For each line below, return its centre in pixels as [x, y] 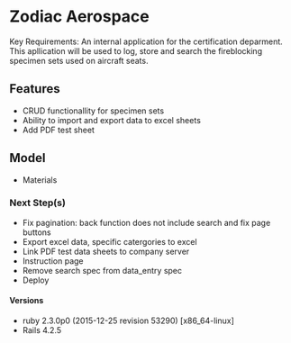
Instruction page [53, 261]
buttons [36, 232]
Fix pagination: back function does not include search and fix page [146, 222]
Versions [27, 301]
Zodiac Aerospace [80, 17]
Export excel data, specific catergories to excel [109, 241]
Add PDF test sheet [58, 130]
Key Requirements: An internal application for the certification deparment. [146, 41]
